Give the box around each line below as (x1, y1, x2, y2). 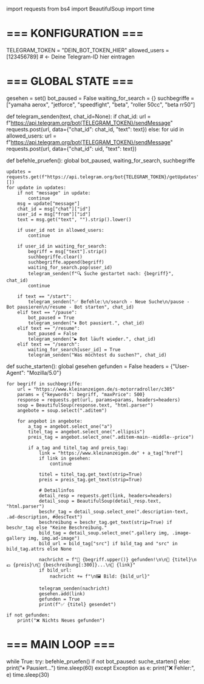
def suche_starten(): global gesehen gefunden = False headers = (6, 362, 169, 370)
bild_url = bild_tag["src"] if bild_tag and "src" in (38, 540, 178, 546)
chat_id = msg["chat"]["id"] (17, 206, 91, 212)
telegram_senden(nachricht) (38, 585, 110, 592)
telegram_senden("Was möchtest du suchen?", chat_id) (28, 352, 167, 358)
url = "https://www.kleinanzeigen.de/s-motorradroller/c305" (17, 386, 175, 392)
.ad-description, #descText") (6, 514, 83, 520)
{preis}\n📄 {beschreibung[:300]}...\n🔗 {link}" (13, 562, 136, 568)
